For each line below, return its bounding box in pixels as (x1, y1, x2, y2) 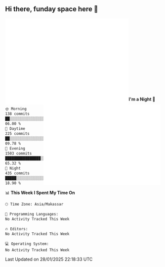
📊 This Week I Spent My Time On (5, 189, 75, 196)
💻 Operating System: (5, 241, 49, 246)
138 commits (5, 111, 30, 116)
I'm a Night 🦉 (128, 96, 156, 102)
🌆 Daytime (5, 126, 26, 131)
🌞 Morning (5, 106, 27, 111)
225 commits (5, 131, 30, 136)
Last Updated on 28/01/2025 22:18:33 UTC (5, 256, 93, 262)
